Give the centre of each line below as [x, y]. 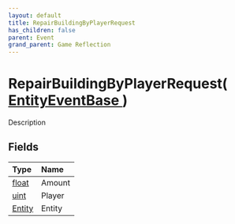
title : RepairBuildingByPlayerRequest [72, 23]
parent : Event [32, 37]
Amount [56, 182]
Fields [24, 147]
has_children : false [42, 30]
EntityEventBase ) [68, 101]
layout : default [35, 15]
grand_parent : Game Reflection [60, 45]
